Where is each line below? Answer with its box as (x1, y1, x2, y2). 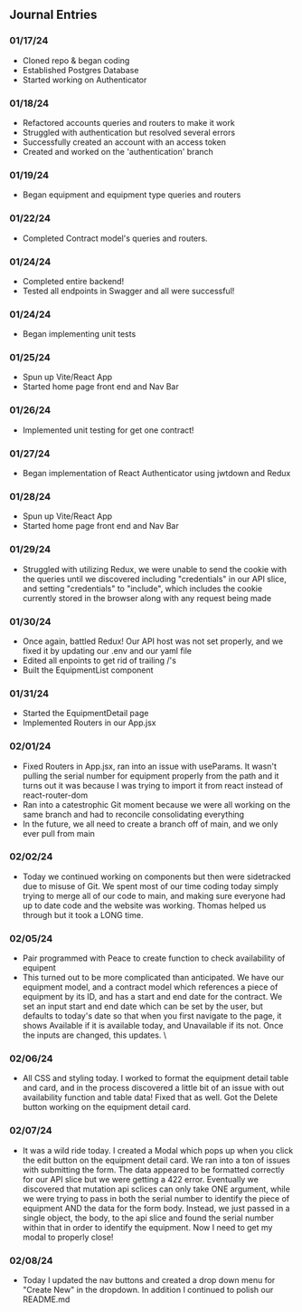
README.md (22, 1294, 71, 1305)
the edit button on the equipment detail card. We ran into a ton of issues (22, 1154, 291, 1165)
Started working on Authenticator (22, 74, 147, 85)
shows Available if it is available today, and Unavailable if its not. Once (22, 1020, 284, 1031)
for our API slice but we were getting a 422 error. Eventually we (22, 1173, 260, 1184)
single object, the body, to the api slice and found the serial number (22, 1212, 274, 1223)
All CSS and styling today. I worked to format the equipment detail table (22, 1073, 289, 1084)
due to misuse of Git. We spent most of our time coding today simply (22, 880, 278, 891)
